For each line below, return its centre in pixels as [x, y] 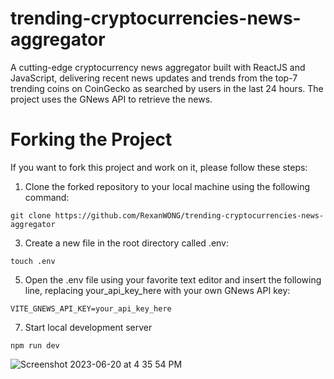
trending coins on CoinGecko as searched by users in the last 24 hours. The [167, 88]
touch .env [33, 261]
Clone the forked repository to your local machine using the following [167, 186]
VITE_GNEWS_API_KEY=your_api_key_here [91, 308]
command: [47, 197]
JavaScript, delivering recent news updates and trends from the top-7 [154, 78]
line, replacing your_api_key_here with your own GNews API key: [157, 290]
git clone [31, 215]
